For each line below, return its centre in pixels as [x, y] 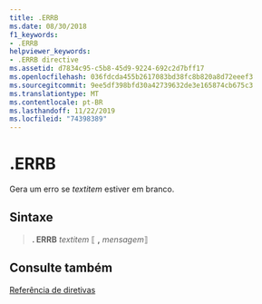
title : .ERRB [34, 18]
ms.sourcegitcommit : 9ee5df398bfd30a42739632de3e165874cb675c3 [131, 85]
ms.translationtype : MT [54, 93]
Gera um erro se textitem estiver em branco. [92, 189]
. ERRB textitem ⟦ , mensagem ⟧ [90, 239]
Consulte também [61, 268]
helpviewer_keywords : [50, 52]
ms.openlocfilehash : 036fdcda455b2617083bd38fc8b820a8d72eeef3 [131, 77]
